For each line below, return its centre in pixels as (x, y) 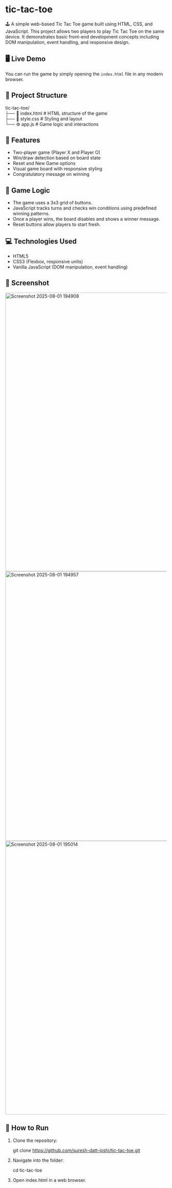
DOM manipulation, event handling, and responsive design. (68, 42)
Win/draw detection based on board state (57, 158)
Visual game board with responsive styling (57, 169)
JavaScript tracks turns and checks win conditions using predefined (85, 208)
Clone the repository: (35, 1140)
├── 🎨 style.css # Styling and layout (44, 118)
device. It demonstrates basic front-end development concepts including (82, 36)
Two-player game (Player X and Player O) (57, 153)
